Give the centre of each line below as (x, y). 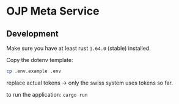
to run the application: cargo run (47, 94)
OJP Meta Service (53, 11)
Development (33, 34)
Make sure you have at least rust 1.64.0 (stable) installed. (79, 48)
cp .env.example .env (34, 71)
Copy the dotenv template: (40, 60)
